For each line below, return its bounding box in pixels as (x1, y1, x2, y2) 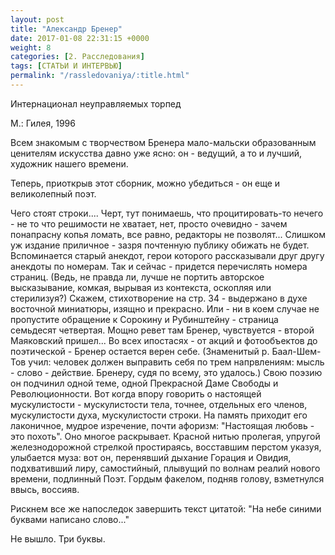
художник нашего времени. (10, 157, 129, 170)
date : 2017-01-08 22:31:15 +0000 (10, 33, 150, 43)
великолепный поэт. (10, 187, 97, 200)
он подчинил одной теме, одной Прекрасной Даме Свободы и (10, 377, 279, 389)
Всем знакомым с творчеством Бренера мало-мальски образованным (10, 136, 317, 148)
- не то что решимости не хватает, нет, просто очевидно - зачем (10, 217, 288, 230)
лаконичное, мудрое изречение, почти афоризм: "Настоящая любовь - (10, 419, 315, 431)
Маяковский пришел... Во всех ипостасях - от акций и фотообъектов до (10, 334, 318, 346)
